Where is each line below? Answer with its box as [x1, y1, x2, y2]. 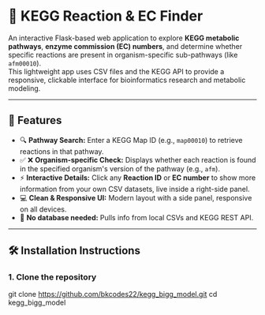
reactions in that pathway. [19, 146, 104, 156]
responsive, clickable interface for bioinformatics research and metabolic [8, 75, 246, 84]
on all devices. [19, 204, 67, 214]
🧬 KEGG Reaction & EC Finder [8, 7, 203, 25]
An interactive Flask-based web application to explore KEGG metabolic [8, 33, 240, 43]
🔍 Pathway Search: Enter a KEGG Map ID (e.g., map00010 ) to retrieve [19, 135, 243, 144]
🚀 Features [8, 114, 62, 127]
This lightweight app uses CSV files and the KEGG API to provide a [8, 66, 225, 76]
